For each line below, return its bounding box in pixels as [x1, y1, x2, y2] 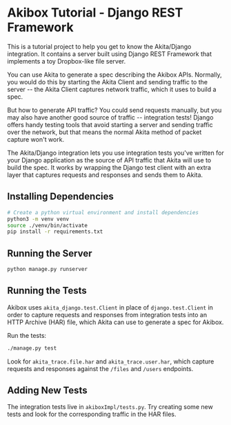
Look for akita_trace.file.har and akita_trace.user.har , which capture [7, 357, 214, 366]
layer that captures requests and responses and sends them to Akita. [7, 171, 203, 179]
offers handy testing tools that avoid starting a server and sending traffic [7, 120, 214, 129]
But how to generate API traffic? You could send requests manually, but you [7, 106, 222, 114]
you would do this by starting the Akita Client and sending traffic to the [7, 77, 208, 86]
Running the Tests [7, 285, 88, 296]
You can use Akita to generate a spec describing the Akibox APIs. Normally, [7, 70, 222, 79]
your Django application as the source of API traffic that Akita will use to [7, 155, 212, 164]
